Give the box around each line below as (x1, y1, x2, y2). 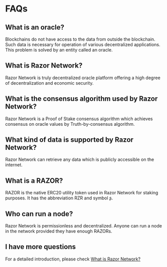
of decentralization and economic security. (5, 80, 94, 86)
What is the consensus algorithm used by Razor (5, 95, 158, 103)
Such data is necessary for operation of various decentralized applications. (5, 42, 160, 48)
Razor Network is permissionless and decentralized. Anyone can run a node (5, 223, 162, 229)
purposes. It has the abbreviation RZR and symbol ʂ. (5, 195, 113, 201)
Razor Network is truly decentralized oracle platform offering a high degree (5, 75, 160, 81)
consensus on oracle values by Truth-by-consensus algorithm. (5, 121, 135, 127)
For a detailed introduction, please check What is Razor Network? (5, 256, 141, 262)
